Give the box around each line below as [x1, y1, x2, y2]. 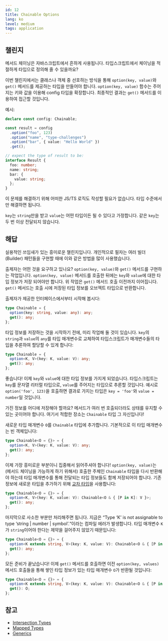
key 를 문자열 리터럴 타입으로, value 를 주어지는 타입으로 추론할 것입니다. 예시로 [5, 382, 158, 388]
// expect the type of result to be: [5, 153, 84, 158]
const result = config [5, 125, 53, 130]
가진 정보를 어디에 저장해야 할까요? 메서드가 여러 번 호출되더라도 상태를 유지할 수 [5, 405, 163, 411]
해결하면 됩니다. [10, 202, 42, 208]
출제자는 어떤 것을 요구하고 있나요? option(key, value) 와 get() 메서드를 [5, 266, 149, 272]
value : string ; [14, 177, 46, 182]
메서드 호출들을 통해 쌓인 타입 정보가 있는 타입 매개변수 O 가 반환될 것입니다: [5, 567, 152, 573]
